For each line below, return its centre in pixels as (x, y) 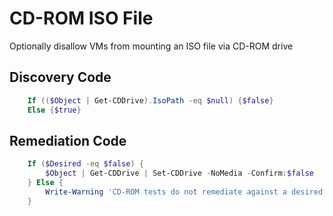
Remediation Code (68, 140)
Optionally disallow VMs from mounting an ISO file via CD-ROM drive (151, 46)
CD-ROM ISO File (81, 18)
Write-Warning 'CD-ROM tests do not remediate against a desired (184, 192)
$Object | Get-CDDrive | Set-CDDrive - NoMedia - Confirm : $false (179, 173)
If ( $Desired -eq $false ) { (85, 164)
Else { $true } (54, 110)
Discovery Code (60, 77)
